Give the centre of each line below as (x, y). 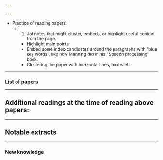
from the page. (41, 38)
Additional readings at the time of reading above (79, 103)
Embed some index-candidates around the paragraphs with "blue (92, 49)
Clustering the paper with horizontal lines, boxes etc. (79, 64)
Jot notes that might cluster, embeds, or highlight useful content (91, 33)
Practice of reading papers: (39, 23)
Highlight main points (48, 44)
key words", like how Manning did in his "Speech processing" (88, 54)
